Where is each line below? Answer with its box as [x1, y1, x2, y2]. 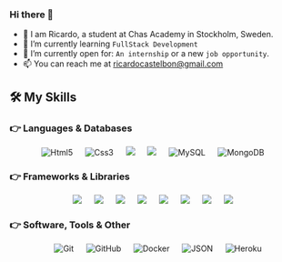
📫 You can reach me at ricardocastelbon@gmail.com [22, 58, 224, 69]
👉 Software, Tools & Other [9, 218, 131, 231]
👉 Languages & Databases [9, 122, 133, 135]
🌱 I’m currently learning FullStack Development [22, 38, 198, 49]
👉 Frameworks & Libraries [9, 170, 130, 183]
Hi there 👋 [9, 8, 55, 21]
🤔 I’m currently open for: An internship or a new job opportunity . [22, 48, 270, 59]
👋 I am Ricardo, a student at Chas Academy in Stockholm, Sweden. [22, 29, 274, 40]
